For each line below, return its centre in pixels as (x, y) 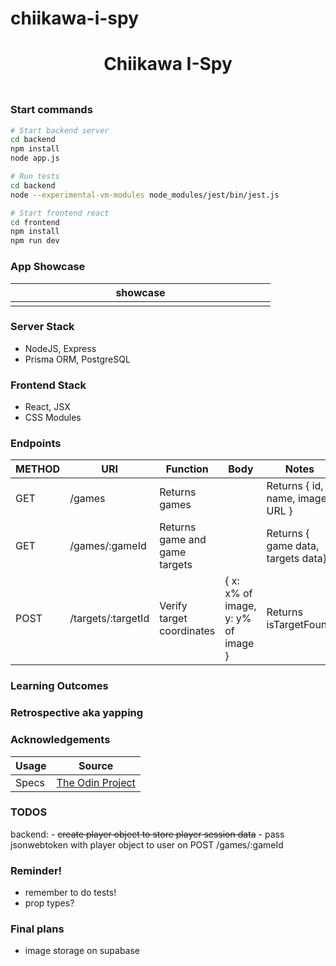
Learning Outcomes (59, 686)
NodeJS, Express (60, 348)
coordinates (187, 631)
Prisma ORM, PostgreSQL (77, 359)
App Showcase (48, 267)
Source (96, 765)
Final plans (37, 929)
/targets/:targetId (109, 619)
